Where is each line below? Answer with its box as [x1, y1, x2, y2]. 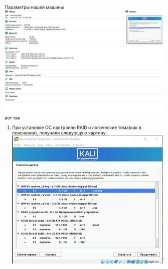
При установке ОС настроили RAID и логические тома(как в [12, 124, 141, 130]
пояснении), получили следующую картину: [12, 130, 107, 136]
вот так [5, 115, 21, 121]
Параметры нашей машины [5, 4, 64, 10]
